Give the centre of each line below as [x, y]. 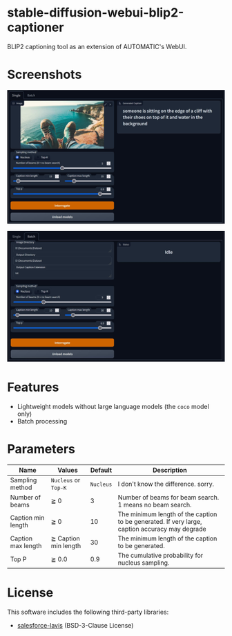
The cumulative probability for [161, 556]
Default [101, 470]
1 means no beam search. [155, 505]
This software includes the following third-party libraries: [88, 612]
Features [33, 387]
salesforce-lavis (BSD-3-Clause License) [75, 625]
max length [26, 546]
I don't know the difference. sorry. [166, 484]
